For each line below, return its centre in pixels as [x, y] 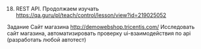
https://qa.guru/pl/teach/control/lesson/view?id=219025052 [91, 15]
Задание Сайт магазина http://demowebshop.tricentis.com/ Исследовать [101, 27]
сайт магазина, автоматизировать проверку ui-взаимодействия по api [99, 33]
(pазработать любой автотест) [47, 40]
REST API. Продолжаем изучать [57, 9]
